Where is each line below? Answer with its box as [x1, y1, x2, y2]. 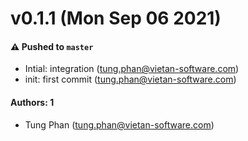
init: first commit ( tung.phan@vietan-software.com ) [24, 73, 237, 86]
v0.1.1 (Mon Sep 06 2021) [10, 7, 222, 30]
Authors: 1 [10, 96, 55, 108]
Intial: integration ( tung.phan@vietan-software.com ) [24, 63, 240, 75]
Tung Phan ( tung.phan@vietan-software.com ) [24, 118, 215, 131]
